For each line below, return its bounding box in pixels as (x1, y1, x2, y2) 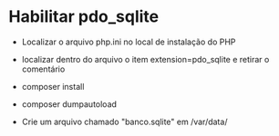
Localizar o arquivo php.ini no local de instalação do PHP (21, 36, 236, 47)
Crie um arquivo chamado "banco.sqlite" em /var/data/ (21, 116, 228, 127)
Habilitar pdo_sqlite (8, 6, 160, 27)
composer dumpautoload (21, 98, 118, 110)
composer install (21, 81, 85, 92)
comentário (21, 63, 66, 74)
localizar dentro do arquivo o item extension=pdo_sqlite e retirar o (21, 53, 270, 64)
